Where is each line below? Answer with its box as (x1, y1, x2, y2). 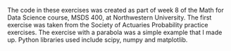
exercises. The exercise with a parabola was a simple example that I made (7, 28, 223, 36)
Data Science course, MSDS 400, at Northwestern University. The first (7, 13, 212, 22)
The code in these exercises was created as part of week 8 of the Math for (7, 6, 224, 14)
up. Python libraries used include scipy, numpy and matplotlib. (7, 36, 188, 44)
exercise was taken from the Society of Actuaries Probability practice (7, 21, 208, 29)
